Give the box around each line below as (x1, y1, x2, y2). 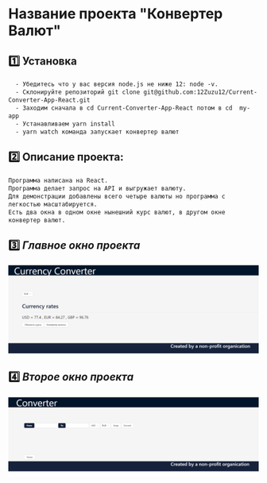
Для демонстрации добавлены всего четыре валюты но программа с (8, 192, 226, 200)
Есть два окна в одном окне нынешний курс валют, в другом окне (8, 208, 226, 216)
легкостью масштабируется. (8, 200, 98, 208)
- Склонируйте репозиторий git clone (15, 88, 141, 96)
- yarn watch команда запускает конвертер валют (15, 128, 180, 136)
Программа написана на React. (8, 176, 109, 184)
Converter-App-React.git (8, 96, 91, 104)
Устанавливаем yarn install (22, 120, 115, 128)
